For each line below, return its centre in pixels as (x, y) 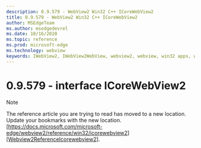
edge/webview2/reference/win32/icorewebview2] (68, 132)
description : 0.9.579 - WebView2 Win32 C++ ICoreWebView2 (80, 12)
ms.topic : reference (32, 39)
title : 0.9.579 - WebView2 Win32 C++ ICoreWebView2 (72, 17)
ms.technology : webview (36, 51)
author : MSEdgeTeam (31, 23)
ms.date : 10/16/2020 (32, 34)
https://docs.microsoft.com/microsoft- (55, 127)
